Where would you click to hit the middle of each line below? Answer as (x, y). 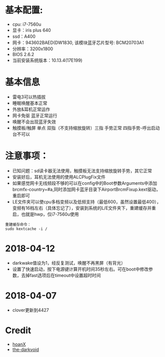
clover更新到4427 (30, 310)
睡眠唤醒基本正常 (30, 103)
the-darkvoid (26, 349)
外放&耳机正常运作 (31, 109)
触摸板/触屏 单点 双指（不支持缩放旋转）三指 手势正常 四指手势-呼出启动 (86, 128)
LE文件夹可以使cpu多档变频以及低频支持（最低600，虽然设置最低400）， (87, 202)
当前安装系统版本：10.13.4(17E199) (47, 60)
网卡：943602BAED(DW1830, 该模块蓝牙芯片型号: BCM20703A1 (78, 42)
